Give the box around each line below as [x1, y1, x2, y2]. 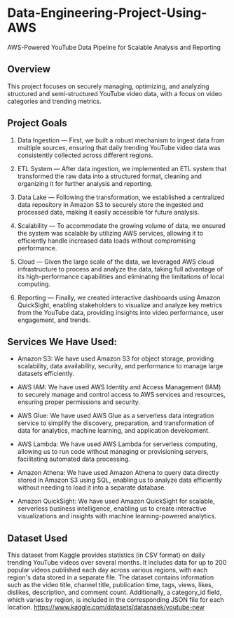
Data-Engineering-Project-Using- [7, 5, 207, 21]
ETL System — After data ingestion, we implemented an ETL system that [17, 164, 227, 173]
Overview [7, 63, 51, 75]
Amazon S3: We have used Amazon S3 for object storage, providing [17, 354, 214, 363]
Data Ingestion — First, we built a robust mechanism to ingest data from [17, 135, 226, 145]
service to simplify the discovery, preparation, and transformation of [17, 419, 215, 427]
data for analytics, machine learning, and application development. [17, 426, 210, 435]
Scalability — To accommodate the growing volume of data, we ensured [17, 221, 226, 229]
